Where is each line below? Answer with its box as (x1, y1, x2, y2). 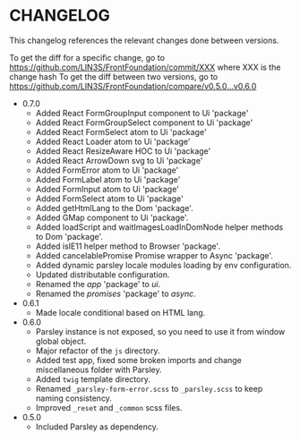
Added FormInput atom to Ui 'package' (35, 183, 179, 194)
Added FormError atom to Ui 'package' (35, 165, 179, 175)
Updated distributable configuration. (35, 269, 170, 280)
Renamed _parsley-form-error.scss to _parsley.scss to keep (35, 383, 263, 394)
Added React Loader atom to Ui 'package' (35, 136, 191, 147)
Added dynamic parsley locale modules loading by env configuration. (35, 259, 292, 270)
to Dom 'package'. (35, 231, 104, 242)
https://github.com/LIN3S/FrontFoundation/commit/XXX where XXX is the (9, 62, 281, 72)
